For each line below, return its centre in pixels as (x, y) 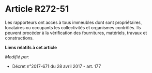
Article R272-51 (37, 9)
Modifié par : (17, 56)
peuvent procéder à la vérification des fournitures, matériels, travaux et (76, 33)
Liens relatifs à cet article (31, 47)
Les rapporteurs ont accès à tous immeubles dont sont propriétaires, (74, 22)
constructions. (19, 38)
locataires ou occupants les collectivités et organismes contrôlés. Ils (73, 27)
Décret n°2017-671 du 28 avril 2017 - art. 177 (56, 66)
